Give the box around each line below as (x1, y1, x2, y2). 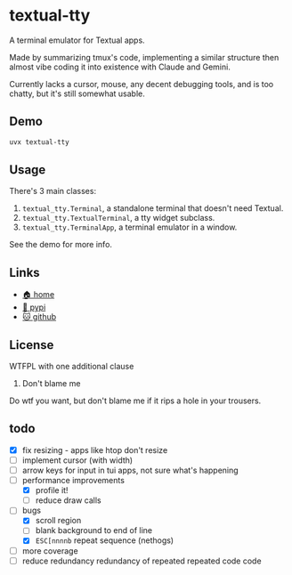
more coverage (21, 545, 78, 556)
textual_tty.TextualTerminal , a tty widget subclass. (21, 213, 215, 223)
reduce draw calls (35, 495, 101, 506)
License (9, 337, 54, 352)
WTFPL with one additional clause (9, 361, 134, 372)
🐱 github (21, 312, 57, 322)
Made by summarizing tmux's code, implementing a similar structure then (9, 52, 280, 62)
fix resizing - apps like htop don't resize (21, 444, 168, 455)
